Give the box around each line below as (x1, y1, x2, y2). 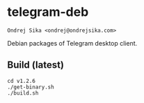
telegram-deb (7, 4, 89, 20)
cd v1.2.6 (7, 77, 36, 84)
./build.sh (7, 89, 39, 97)
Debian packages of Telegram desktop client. (7, 39, 138, 47)
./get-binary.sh (7, 84, 54, 91)
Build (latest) (7, 59, 65, 71)
